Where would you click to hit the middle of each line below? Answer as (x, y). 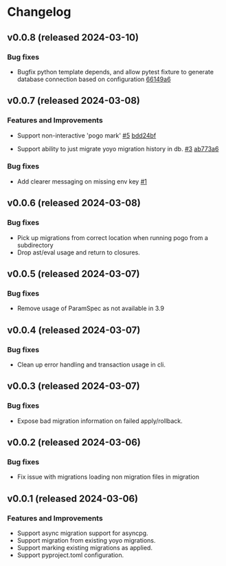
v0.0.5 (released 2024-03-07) (74, 273)
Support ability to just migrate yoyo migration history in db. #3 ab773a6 (118, 149)
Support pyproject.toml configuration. (70, 555)
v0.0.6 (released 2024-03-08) (74, 203)
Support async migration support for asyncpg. (83, 533)
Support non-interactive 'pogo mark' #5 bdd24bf (87, 135)
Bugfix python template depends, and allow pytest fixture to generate (115, 72)
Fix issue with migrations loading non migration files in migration (108, 477)
